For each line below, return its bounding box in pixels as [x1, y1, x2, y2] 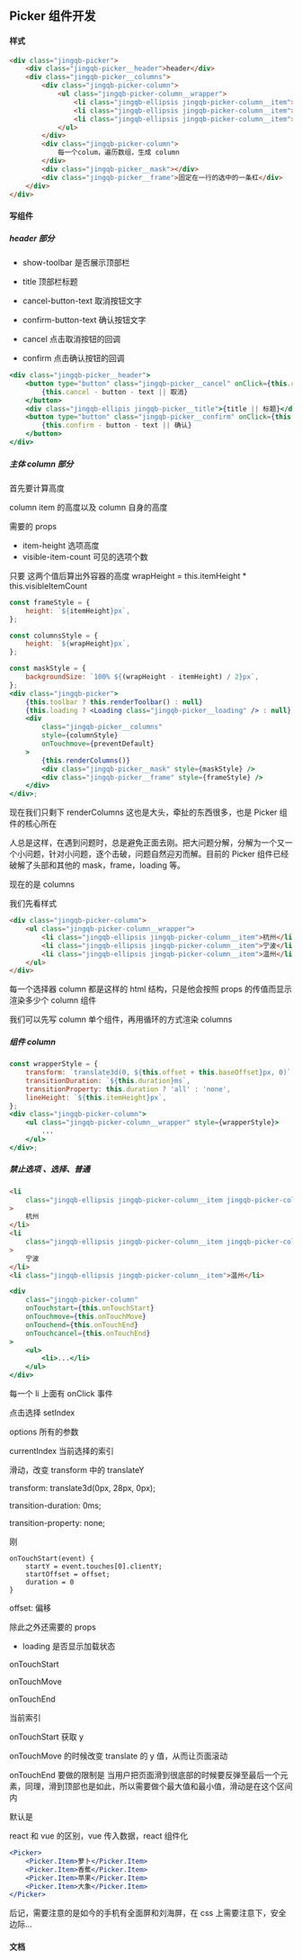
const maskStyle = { [9, 664, 87, 673]
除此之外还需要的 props [9, 1621, 96, 1632]
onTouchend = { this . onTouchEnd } [25, 1320, 139, 1330]
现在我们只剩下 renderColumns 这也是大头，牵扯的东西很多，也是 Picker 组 [9, 807, 288, 817]
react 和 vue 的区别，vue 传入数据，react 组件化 [9, 1830, 189, 1841]
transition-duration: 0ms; [9, 1500, 102, 1511]
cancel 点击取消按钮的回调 [22, 334, 121, 345]
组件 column [9, 1036, 57, 1047]
